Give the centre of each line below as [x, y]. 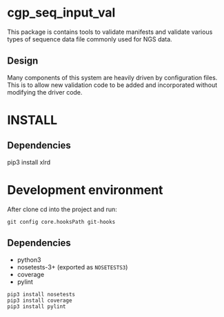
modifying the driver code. [45, 92]
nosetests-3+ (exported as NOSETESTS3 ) [72, 267]
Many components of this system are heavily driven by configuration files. [112, 77]
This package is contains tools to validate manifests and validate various [110, 32]
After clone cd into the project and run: [62, 209]
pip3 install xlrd [29, 162]
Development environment [85, 190]
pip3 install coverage [40, 300]
